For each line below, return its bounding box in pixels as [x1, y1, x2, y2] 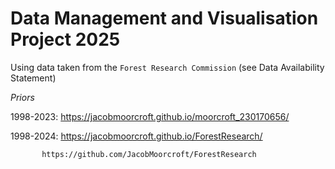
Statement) [10, 72, 57, 84]
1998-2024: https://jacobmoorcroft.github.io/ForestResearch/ [10, 130, 263, 142]
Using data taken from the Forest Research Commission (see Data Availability [10, 61, 325, 73]
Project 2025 [10, 28, 121, 51]
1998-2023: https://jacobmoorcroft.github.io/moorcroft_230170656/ [10, 110, 290, 122]
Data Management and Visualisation [10, 7, 319, 30]
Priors [10, 91, 35, 103]
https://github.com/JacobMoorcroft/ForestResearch [41, 149, 257, 159]
